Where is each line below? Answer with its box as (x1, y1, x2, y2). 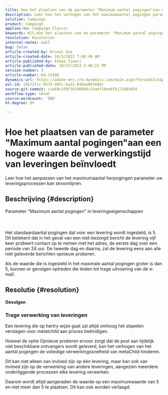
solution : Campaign (5, 17, 46, 22)
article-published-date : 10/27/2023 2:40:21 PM (5, 63, 106, 68)
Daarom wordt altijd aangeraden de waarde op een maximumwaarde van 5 (5, 378, 159, 384)
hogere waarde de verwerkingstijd (5, 148, 151, 159)
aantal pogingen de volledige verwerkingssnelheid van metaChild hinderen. (5, 348, 160, 354)
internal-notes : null (5, 40, 50, 45)
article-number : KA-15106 (5, 73, 59, 78)
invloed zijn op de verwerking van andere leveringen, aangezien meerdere (5, 363, 158, 369)
